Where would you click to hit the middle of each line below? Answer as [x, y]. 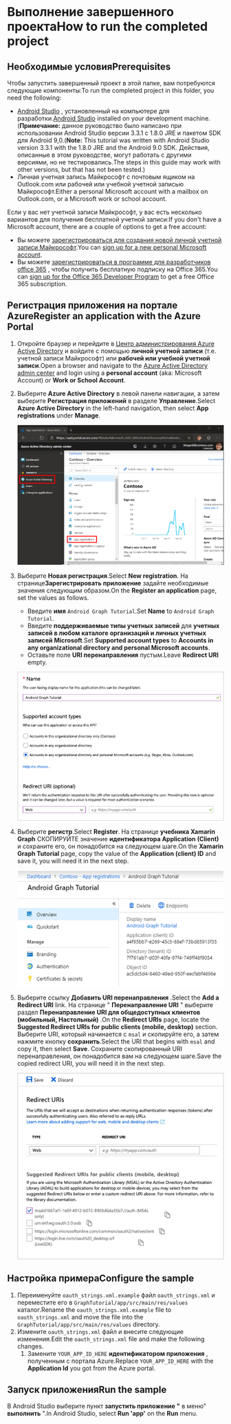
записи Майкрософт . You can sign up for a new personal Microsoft [112, 247]
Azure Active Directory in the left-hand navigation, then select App [113, 408]
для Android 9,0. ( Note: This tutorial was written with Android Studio [113, 140]
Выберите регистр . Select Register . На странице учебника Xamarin [116, 832]
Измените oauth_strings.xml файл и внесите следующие [100, 1331]
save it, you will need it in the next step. [73, 861]
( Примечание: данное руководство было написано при [99, 126]
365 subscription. [42, 284]
